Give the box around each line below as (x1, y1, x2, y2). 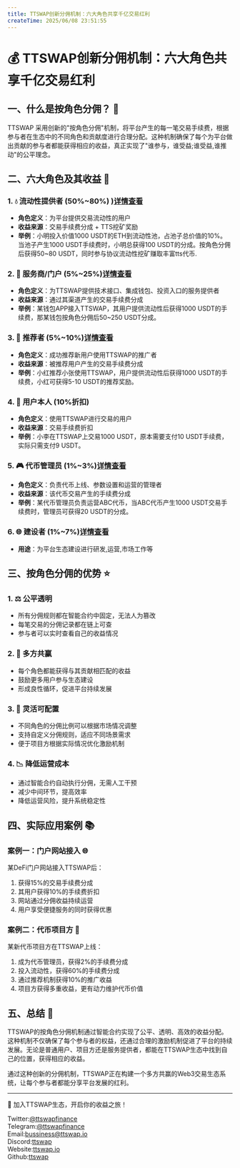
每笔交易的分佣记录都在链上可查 (17, 620, 112, 629)
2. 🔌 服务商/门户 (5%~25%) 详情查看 (7, 269, 132, 279)
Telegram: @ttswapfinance (7, 1122, 85, 1131)
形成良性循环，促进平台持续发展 (17, 684, 112, 693)
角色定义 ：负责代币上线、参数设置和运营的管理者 (17, 480, 162, 489)
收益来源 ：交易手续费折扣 (17, 423, 94, 432)
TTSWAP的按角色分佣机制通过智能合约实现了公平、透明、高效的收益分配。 (7, 1027, 228, 1036)
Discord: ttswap (7, 1137, 52, 1146)
